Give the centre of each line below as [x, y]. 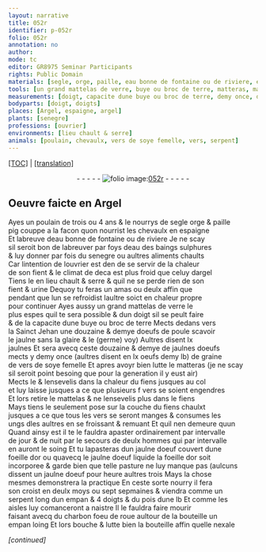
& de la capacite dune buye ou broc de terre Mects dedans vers [112, 323]
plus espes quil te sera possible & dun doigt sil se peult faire [106, 315]
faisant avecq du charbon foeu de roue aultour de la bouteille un [113, 516]
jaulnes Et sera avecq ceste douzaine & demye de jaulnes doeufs [114, 348]
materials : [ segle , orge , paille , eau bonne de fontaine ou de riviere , [131, 81]
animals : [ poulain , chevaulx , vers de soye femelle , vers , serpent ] [123, 140]
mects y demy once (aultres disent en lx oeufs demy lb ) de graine [115, 357]
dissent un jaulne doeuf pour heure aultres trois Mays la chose [110, 474]
